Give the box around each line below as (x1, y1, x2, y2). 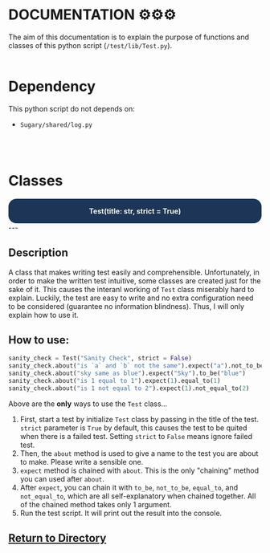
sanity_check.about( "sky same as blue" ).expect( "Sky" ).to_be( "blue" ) (8, 369, 247, 378)
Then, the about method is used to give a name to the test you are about (19, 448, 259, 458)
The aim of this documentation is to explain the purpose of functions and (8, 32, 250, 42)
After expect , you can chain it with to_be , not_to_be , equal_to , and (19, 482, 239, 492)
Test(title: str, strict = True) (88, 206, 182, 216)
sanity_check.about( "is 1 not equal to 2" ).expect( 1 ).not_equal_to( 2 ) (8, 384, 250, 392)
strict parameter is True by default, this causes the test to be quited (19, 423, 247, 433)
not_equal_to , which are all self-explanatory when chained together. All (19, 491, 256, 501)
